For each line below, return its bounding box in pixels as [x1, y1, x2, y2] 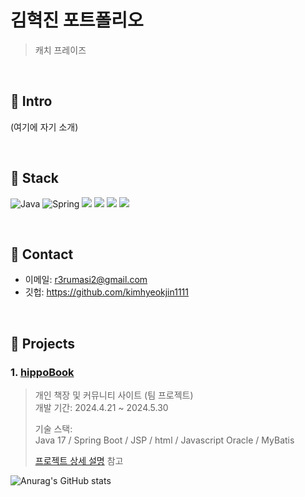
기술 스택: [34, 423, 73, 435]
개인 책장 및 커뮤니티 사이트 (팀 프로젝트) [34, 389, 194, 401]
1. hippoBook [10, 365, 75, 379]
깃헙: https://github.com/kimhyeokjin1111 [24, 286, 189, 298]
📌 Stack [10, 170, 60, 187]
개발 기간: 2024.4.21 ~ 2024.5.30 [34, 402, 169, 414]
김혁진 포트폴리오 [10, 9, 144, 32]
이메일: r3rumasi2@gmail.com [24, 274, 148, 286]
